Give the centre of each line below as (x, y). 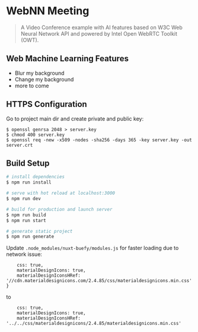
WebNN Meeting (48, 11)
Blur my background (39, 73)
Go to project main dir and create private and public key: (75, 118)
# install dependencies (36, 177)
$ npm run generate (30, 237)
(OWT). (30, 40)
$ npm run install (29, 182)
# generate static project (39, 231)
